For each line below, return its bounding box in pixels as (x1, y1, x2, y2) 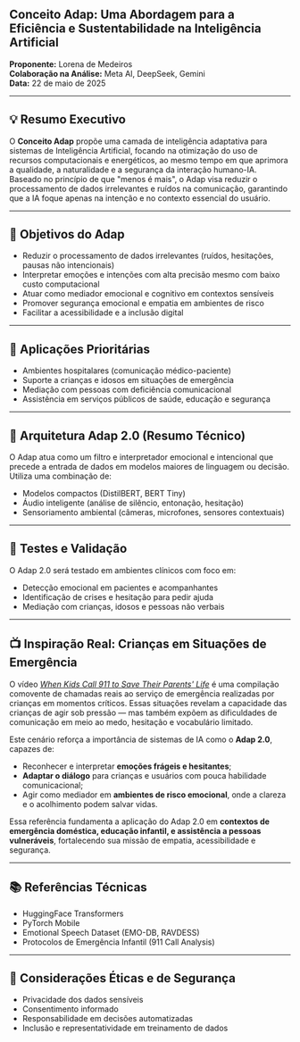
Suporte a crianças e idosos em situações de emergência (21, 375, 234, 386)
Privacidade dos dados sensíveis (21, 995, 144, 1005)
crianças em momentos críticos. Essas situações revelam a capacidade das (9, 697, 287, 708)
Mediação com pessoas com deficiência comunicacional (21, 384, 232, 396)
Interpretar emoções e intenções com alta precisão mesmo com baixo (21, 270, 280, 280)
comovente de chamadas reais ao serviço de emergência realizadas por (9, 688, 275, 699)
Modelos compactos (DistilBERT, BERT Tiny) (21, 488, 186, 499)
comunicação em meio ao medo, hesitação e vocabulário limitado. (9, 716, 254, 727)
